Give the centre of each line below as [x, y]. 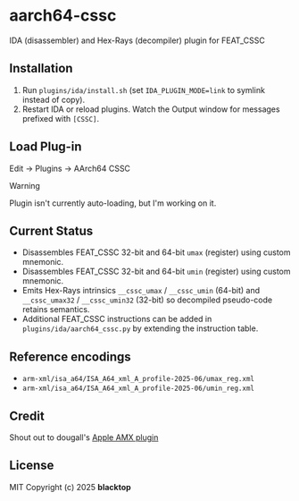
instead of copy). [54, 99]
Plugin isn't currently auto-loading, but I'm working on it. [113, 203]
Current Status [51, 230]
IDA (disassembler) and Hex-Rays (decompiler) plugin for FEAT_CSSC [137, 40]
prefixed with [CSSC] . [61, 118]
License [32, 466]
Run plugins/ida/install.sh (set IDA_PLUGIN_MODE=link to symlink [144, 89]
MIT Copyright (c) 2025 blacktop [70, 487]
